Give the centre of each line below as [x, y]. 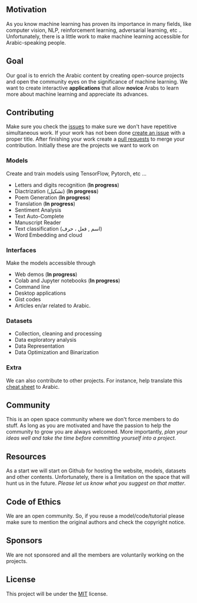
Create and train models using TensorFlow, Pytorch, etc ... [76, 174]
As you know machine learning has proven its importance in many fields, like [99, 24]
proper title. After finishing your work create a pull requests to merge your [96, 139]
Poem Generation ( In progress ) [53, 197]
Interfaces [21, 250]
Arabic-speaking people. [36, 42]
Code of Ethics [34, 502]
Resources [26, 456]
